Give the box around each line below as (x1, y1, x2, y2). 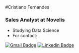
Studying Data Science (12, 27, 60, 33)
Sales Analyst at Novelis (5, 16, 65, 23)
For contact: (12, 33, 37, 39)
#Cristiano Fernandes (5, 4, 50, 10)
